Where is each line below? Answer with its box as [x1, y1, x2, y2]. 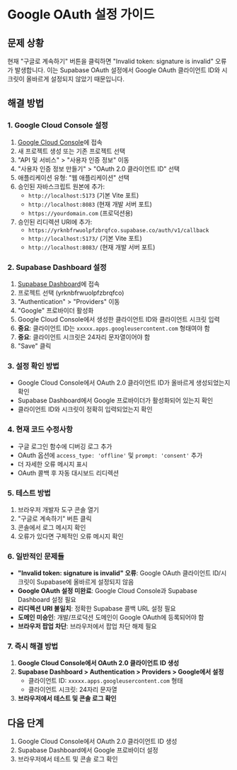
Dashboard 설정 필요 [17, 596, 76, 604]
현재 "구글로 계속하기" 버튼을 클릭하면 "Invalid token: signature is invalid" [7, 57, 214, 65]
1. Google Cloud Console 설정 [7, 120, 108, 130]
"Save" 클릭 [17, 341, 52, 350]
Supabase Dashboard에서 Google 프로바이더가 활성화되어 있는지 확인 [17, 396, 214, 404]
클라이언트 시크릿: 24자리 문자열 [28, 685, 118, 694]
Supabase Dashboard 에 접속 [17, 279, 100, 288]
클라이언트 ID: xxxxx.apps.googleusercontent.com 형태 [28, 676, 183, 685]
